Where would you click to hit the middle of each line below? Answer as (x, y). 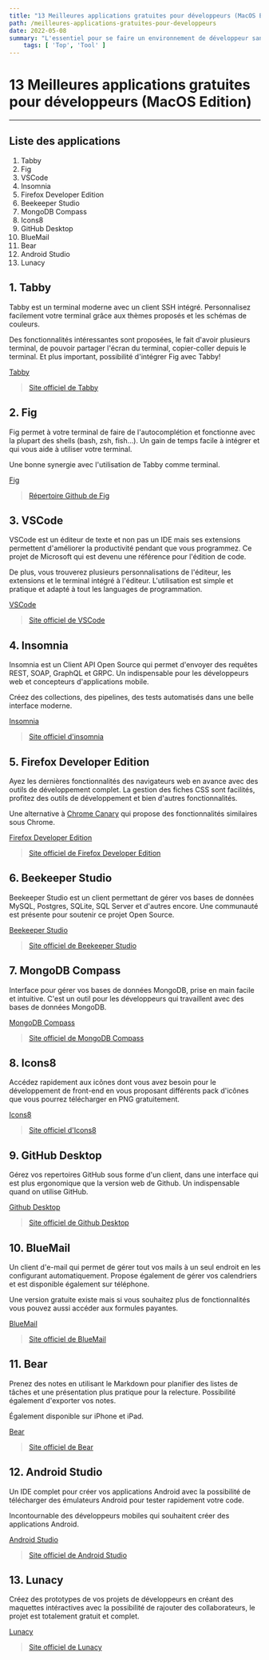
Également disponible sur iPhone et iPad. (77, 1416)
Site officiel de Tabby (63, 387)
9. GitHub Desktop (55, 1156)
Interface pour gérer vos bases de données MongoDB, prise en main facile (132, 990)
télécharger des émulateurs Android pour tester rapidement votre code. (127, 1500)
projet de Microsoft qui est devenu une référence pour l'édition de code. (128, 557)
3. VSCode (36, 520)
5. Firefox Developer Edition (79, 762)
